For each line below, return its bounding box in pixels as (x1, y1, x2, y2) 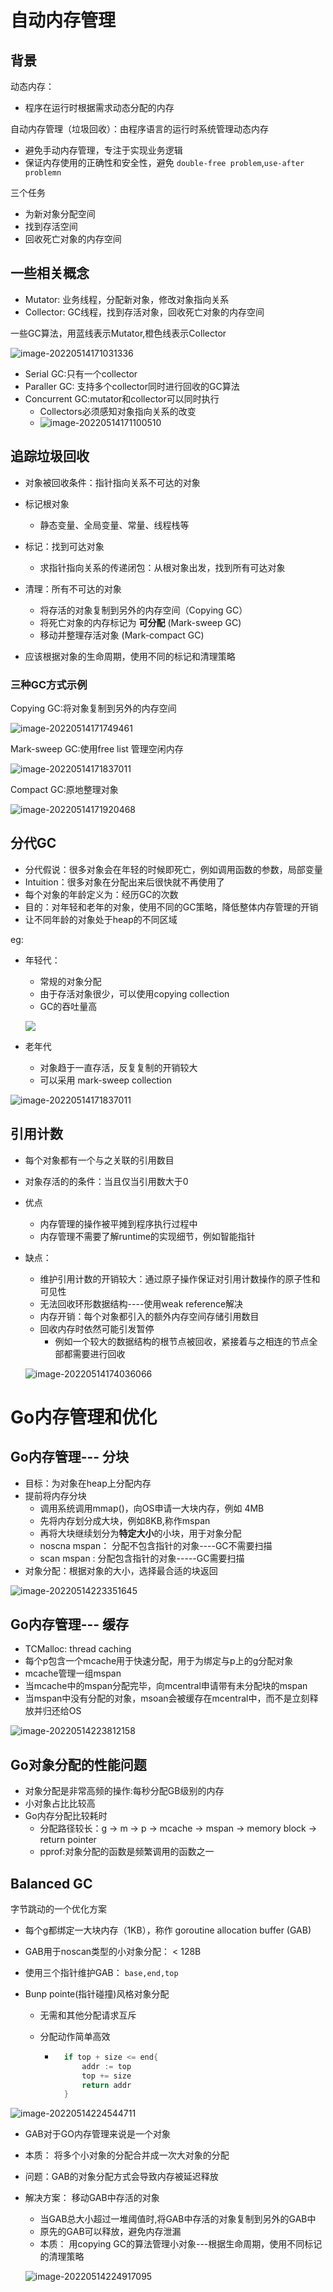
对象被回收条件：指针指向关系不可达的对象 (24, 476, 201, 488)
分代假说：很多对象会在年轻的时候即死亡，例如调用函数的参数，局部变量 (24, 863, 323, 875)
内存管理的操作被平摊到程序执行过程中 (39, 1217, 198, 1230)
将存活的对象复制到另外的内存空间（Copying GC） (39, 604, 248, 616)
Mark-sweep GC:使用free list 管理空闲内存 (10, 742, 184, 755)
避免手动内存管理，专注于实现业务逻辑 (24, 144, 183, 156)
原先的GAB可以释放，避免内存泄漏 (39, 2226, 182, 2238)
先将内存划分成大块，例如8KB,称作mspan (39, 1514, 211, 1526)
